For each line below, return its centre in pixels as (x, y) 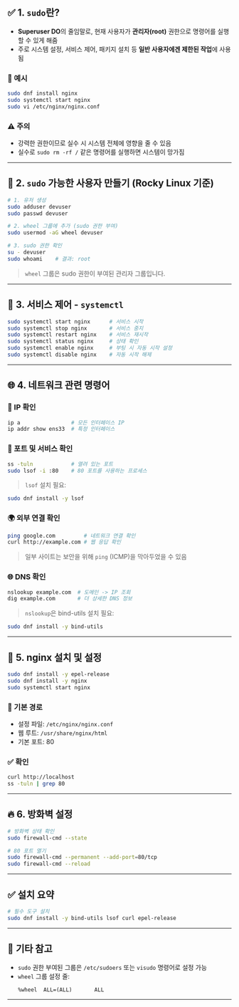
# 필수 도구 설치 (28, 912)
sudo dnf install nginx (43, 94)
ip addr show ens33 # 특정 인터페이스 (61, 429)
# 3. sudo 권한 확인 (35, 246)
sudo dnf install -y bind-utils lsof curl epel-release (92, 918)
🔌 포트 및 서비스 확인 (40, 449)
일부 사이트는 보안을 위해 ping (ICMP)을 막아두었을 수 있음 (106, 557)
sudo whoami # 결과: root (49, 259)
